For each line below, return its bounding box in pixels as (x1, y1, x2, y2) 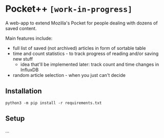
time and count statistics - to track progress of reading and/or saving (12, 50, 159, 57)
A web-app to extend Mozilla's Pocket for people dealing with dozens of (5, 20, 158, 26)
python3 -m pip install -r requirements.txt (5, 100, 102, 105)
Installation (5, 87, 42, 96)
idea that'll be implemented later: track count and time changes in (20, 61, 159, 67)
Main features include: (5, 35, 53, 41)
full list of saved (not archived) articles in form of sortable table (12, 45, 146, 51)
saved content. (5, 25, 37, 31)
